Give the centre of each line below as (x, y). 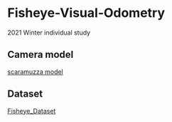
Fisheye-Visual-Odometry (86, 13)
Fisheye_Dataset (32, 111)
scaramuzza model (36, 71)
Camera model (41, 55)
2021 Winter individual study (49, 32)
